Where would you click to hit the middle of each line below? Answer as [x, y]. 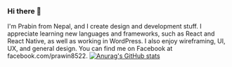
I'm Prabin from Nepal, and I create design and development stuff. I [104, 27]
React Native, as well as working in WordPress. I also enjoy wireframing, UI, [117, 41]
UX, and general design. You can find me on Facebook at [90, 49]
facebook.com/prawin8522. [47, 56]
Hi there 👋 [25, 11]
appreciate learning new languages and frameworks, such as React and [111, 33]
